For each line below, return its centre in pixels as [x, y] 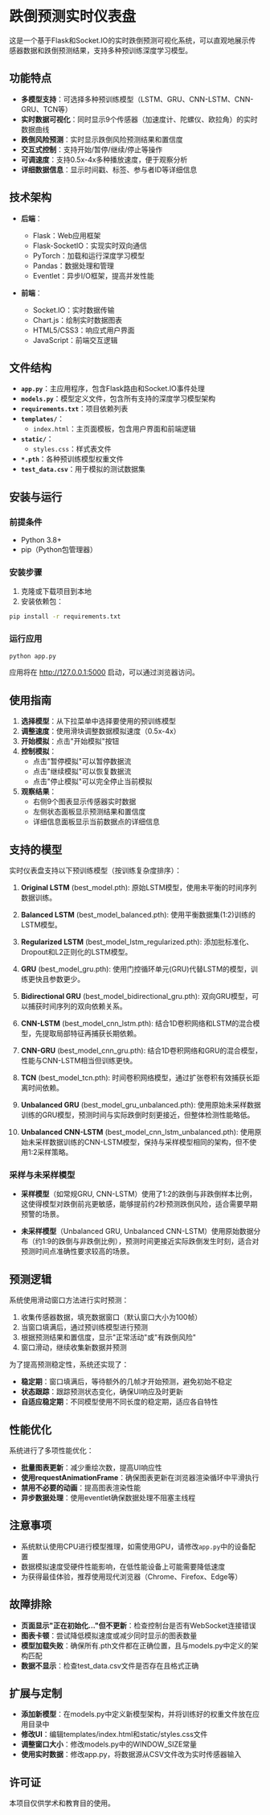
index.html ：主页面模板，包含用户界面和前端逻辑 [114, 429]
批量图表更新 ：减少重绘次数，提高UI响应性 [91, 1467]
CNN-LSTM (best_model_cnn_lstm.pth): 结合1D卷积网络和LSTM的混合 [137, 1024]
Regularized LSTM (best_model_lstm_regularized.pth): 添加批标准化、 [137, 942]
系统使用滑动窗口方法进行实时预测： [69, 1300]
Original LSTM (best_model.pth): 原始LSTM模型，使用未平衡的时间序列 [139, 888]
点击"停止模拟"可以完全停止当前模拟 [92, 782]
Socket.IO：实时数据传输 [74, 310]
